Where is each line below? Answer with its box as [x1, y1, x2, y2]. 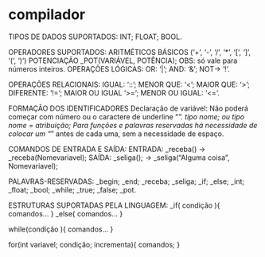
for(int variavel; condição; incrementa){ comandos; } [8, 239, 181, 249]
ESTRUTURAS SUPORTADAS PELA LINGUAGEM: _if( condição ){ [8, 201, 220, 210]
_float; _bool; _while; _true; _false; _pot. [8, 185, 137, 194]
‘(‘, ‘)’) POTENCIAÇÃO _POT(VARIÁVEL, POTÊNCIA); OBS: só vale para [8, 56, 238, 65]
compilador [8, 6, 86, 24]
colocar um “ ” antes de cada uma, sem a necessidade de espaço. [8, 129, 224, 138]
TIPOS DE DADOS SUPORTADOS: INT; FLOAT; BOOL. [8, 32, 182, 41]
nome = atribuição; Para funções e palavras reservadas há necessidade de [8, 120, 258, 130]
